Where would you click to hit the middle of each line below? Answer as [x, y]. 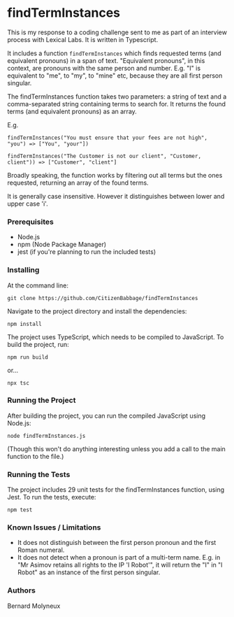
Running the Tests [39, 474]
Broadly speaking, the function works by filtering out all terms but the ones [115, 175]
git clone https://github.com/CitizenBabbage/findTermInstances [103, 298]
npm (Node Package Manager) [62, 244]
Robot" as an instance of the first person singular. [89, 572]
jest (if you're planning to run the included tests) [87, 252]
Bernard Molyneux [34, 606]
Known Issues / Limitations [54, 527]
